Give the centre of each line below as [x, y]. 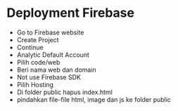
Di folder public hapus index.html [65, 92]
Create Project [38, 39]
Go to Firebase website [50, 32]
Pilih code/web [38, 62]
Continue [30, 47]
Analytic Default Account [53, 55]
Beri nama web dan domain [56, 70]
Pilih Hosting [35, 84]
